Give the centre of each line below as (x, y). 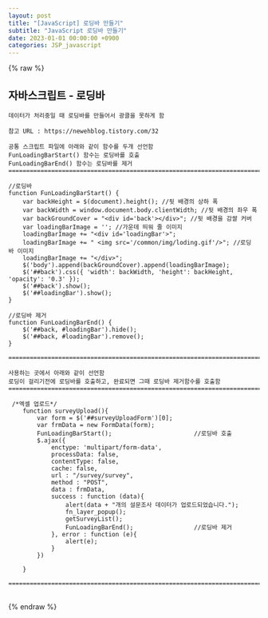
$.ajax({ (51, 441)
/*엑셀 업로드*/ (34, 404)
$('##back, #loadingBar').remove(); (84, 337)
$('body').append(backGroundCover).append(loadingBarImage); (126, 265)
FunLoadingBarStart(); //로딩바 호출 (135, 433)
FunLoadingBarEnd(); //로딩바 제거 (149, 527)
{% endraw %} (33, 606)
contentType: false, (85, 461)
